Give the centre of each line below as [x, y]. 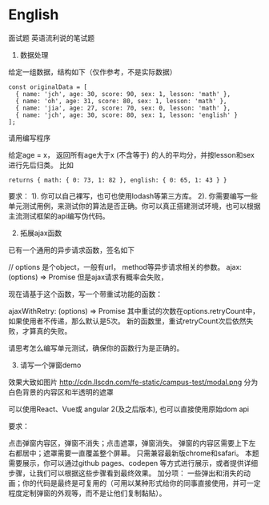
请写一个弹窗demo [50, 365]
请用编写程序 [29, 138]
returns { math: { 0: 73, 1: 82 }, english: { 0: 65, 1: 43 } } [118, 180]
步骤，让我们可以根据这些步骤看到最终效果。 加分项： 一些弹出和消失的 [126, 473]
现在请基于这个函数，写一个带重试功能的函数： [85, 294]
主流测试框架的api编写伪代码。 [59, 216]
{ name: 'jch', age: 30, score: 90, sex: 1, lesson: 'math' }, [123, 94]
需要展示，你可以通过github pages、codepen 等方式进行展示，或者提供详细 [133, 463]
